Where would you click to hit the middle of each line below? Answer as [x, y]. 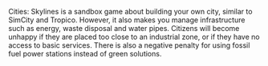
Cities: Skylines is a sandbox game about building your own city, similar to [130, 12]
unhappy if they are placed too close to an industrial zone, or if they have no [134, 37]
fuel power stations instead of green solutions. [85, 54]
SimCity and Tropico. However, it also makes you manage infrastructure [127, 20]
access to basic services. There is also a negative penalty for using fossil [129, 45]
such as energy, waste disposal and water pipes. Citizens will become [124, 28]
